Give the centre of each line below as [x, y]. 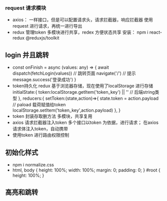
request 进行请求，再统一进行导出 [47, 26]
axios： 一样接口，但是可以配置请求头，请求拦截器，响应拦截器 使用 [83, 20]
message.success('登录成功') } [44, 80]
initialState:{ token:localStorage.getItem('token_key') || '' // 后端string [83, 92]
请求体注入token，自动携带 [40, 129]
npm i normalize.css [33, 164]
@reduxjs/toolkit [42, 38]
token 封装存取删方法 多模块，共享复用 [52, 116]
